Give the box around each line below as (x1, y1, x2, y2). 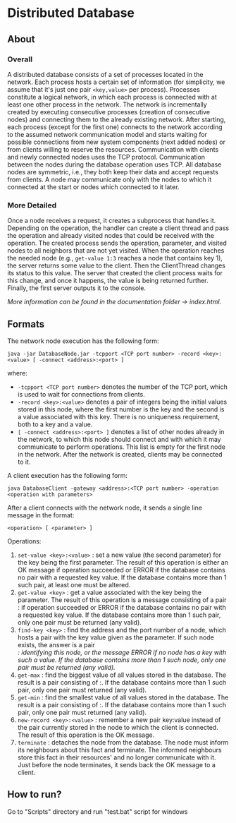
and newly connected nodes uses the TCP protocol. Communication (7, 152, 206, 161)
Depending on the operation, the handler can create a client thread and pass (7, 224, 230, 232)
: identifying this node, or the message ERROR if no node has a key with (17, 648, 227, 656)
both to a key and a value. (17, 420, 93, 428)
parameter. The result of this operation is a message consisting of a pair (17, 595, 227, 604)
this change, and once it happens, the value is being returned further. (7, 277, 209, 285)
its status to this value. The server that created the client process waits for (7, 269, 223, 277)
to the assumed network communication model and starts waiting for (7, 130, 208, 138)
